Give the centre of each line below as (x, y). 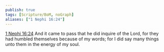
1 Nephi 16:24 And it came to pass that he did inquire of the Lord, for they (82, 34)
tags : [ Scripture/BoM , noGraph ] (39, 15)
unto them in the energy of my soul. (43, 44)
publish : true (20, 10)
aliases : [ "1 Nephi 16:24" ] (35, 19)
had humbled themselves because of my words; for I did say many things (82, 39)
